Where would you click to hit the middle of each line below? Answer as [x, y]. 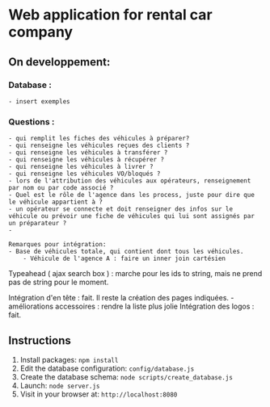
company [41, 32]
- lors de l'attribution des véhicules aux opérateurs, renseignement [130, 181]
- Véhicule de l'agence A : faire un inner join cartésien [124, 259]
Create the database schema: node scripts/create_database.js [126, 376]
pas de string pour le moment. [59, 282]
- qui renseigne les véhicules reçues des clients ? [99, 146]
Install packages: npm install [69, 359]
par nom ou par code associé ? [61, 188]
